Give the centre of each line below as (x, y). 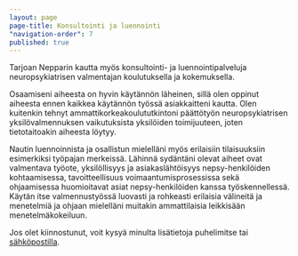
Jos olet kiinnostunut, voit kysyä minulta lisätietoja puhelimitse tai (129, 233)
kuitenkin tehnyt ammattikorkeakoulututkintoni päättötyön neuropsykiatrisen (149, 113)
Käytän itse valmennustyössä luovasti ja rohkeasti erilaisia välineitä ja (136, 196)
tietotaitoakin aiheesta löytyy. (63, 132)
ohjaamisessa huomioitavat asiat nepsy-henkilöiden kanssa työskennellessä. (149, 187)
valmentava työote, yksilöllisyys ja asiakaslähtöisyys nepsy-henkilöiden (140, 168)
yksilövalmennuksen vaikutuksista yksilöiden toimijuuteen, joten (126, 123)
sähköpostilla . (35, 242)
